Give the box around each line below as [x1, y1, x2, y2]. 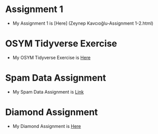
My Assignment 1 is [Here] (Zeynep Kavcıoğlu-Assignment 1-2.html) [12, 20, 153, 26]
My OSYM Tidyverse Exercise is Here [12, 54, 91, 60]
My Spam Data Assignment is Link [12, 89, 84, 95]
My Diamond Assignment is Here [12, 123, 81, 129]
